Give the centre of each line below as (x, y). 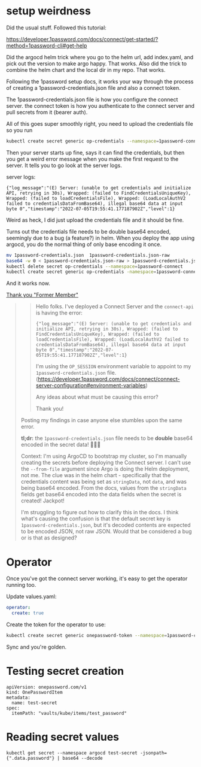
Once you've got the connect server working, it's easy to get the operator (97, 578)
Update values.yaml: (31, 596)
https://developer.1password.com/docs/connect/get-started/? (82, 39)
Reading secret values (63, 737)
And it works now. (28, 283)
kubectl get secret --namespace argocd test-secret (72, 753)
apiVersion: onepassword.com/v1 (46, 687)
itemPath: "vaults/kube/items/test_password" (69, 713)
